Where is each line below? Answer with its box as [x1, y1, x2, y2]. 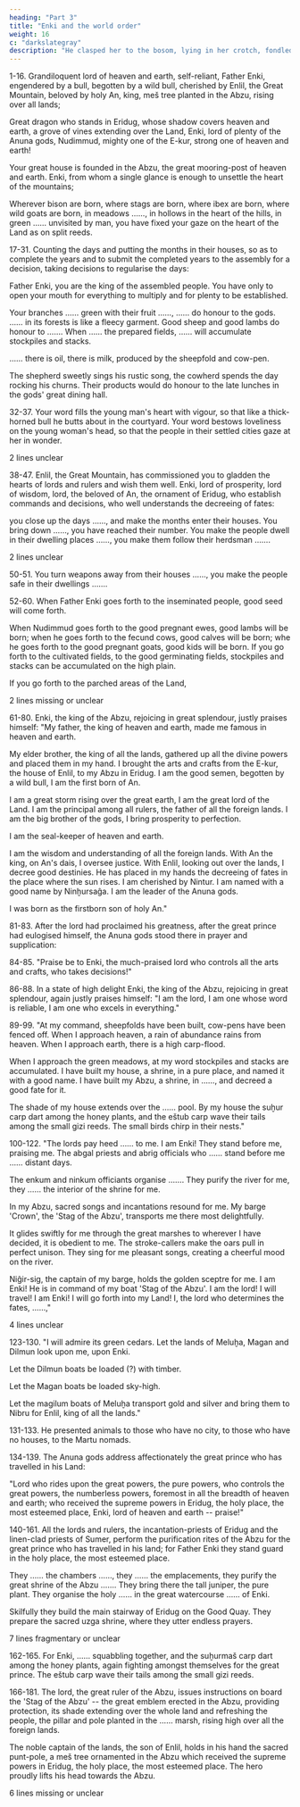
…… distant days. [9, 1157, 73, 1168]
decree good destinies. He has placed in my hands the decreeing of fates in [9, 867, 288, 878]
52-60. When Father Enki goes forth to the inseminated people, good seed [9, 595, 283, 607]
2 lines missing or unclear [9, 695, 104, 706]
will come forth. [9, 605, 67, 616]
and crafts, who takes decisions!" [9, 966, 132, 978]
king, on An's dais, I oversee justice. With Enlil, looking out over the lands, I [9, 858, 285, 869]
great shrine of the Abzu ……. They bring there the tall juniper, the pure [9, 1579, 270, 1590]
